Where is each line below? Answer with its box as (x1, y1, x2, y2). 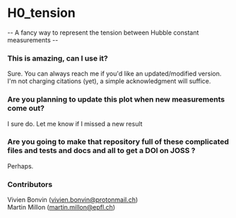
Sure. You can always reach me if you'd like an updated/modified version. (7, 69, 222, 78)
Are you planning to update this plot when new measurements (7, 95, 225, 104)
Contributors (7, 179, 53, 189)
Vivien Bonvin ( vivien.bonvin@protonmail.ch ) (7, 195, 138, 204)
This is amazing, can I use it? (7, 53, 108, 63)
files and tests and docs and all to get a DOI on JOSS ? (7, 146, 196, 156)
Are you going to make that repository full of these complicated (7, 137, 230, 147)
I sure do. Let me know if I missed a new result (7, 119, 143, 128)
